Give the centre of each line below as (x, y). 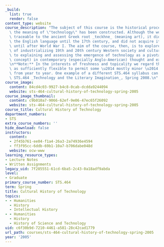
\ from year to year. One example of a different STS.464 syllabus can (84, 73)
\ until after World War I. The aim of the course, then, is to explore (85, 46)
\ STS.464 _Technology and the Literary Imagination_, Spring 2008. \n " (84, 78)
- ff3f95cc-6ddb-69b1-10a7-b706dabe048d (51, 146)
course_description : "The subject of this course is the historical (76, 28)
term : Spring (18, 187)
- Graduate (16, 178)
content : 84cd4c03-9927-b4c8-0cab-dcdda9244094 (59, 87)
